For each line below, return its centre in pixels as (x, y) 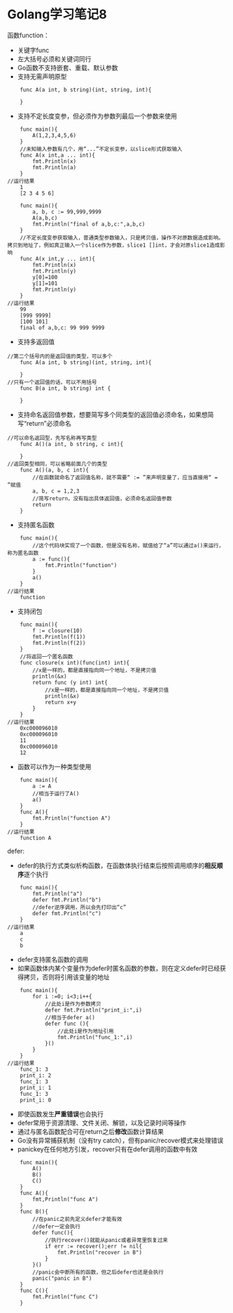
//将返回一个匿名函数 (47, 656)
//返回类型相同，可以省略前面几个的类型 (57, 464)
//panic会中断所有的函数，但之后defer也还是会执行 (98, 1272)
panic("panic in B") (62, 1278)
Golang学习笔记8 (57, 14)
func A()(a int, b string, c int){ (72, 444)
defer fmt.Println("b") (67, 900)
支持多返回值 (36, 341)
